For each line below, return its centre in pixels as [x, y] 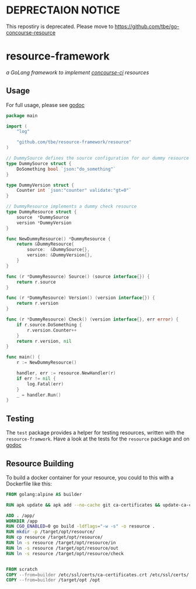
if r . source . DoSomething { [49, 325]
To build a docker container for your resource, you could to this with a [90, 477]
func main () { [23, 357]
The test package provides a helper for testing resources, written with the [95, 433]
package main [22, 116]
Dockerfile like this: [29, 484]
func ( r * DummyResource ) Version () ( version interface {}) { [81, 298]
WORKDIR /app [22, 521]
